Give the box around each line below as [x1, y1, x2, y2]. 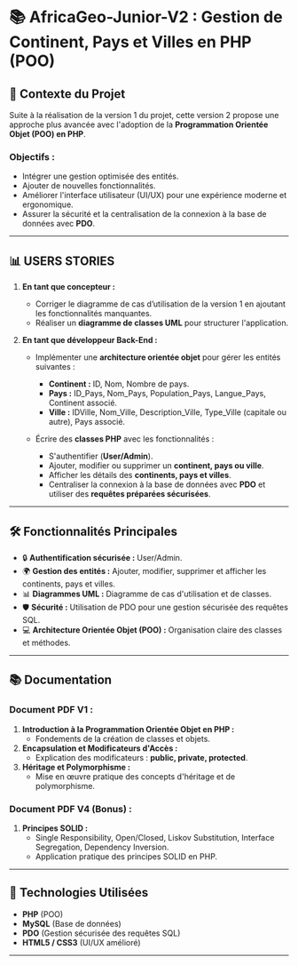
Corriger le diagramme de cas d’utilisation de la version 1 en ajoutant [35, 299, 286, 309]
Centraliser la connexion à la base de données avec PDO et [48, 479, 266, 490]
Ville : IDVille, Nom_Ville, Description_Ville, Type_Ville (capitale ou [48, 407, 286, 418]
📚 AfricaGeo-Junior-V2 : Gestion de [9, 7, 283, 28]
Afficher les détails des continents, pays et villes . [48, 470, 232, 481]
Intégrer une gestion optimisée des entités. [21, 171, 179, 182]
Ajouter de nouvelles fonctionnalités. [21, 180, 156, 191]
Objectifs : [9, 150, 55, 163]
